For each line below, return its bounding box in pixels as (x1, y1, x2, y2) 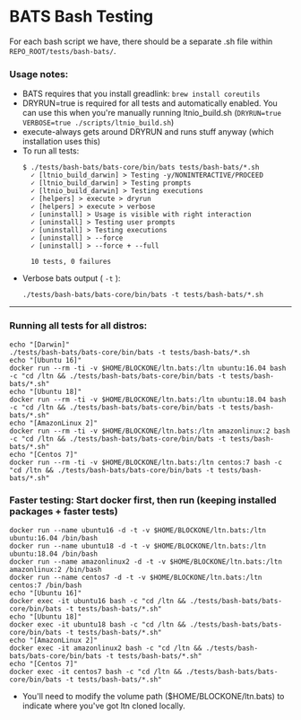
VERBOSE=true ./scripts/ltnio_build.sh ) (21, 117, 175, 127)
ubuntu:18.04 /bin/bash (9, 549, 99, 558)
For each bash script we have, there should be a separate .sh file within (9, 36, 273, 47)
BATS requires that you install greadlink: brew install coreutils (21, 88, 261, 100)
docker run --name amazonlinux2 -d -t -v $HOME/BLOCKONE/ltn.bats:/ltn (9, 557, 282, 566)
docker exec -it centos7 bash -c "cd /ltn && (9, 667, 182, 676)
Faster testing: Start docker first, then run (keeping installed (9, 494, 277, 506)
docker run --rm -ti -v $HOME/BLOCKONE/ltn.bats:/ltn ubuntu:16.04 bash (9, 364, 287, 373)
